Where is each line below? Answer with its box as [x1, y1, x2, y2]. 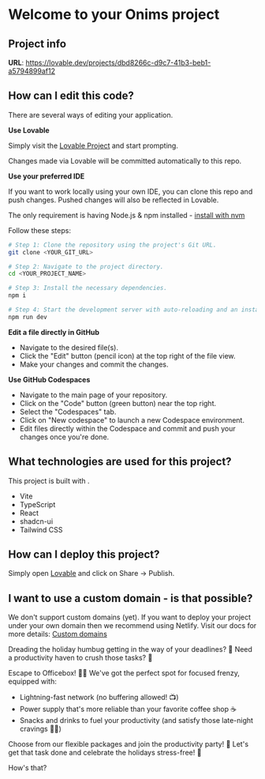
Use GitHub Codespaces [8, 374, 91, 384]
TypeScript [19, 499, 56, 509]
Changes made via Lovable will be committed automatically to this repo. [8, 156, 242, 165]
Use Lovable [8, 125, 50, 135]
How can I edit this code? [8, 89, 134, 103]
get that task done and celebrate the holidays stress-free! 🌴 [8, 748, 202, 758]
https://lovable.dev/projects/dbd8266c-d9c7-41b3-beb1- [25, 58, 211, 67]
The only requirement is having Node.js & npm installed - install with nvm [8, 210, 245, 220]
